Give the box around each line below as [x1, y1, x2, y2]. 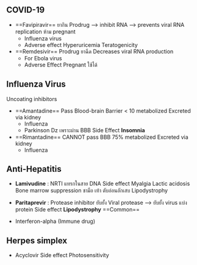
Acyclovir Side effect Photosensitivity [15, 252, 110, 259]
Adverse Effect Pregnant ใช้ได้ [24, 61, 98, 68]
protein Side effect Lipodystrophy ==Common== [15, 206, 140, 213]
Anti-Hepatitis [6, 164, 62, 174]
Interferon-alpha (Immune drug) [15, 217, 96, 225]
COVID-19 [6, 5, 45, 15]
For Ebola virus [24, 54, 62, 62]
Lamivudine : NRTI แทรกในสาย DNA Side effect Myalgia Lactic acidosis [15, 180, 190, 188]
